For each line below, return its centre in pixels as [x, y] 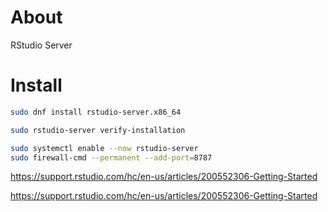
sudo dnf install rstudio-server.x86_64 [96, 112]
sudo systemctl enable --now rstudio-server [104, 148]
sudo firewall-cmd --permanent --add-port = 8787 [111, 157]
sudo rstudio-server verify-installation [98, 130]
